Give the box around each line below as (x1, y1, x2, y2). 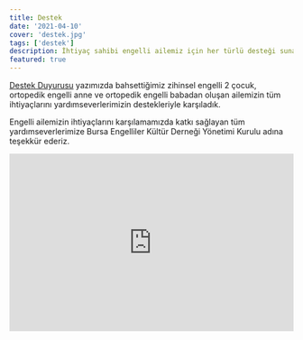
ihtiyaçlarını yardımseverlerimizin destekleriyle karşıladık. (9, 99, 221, 109)
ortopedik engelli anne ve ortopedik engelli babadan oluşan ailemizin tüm (9, 89, 281, 100)
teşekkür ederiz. (9, 136, 70, 146)
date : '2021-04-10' (9, 22, 83, 31)
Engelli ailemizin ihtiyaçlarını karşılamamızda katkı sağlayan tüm (9, 116, 245, 127)
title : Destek (9, 13, 63, 23)
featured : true (9, 55, 67, 64)
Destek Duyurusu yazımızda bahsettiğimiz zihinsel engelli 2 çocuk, (9, 80, 257, 90)
